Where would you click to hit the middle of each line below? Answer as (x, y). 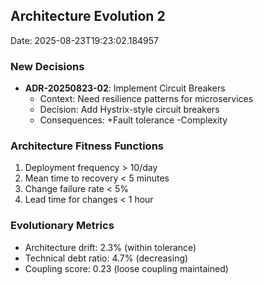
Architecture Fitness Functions (87, 146)
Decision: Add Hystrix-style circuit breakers (129, 110)
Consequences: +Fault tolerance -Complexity (133, 120)
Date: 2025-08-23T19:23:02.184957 (85, 40)
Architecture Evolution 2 (88, 16)
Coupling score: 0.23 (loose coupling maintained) (126, 268)
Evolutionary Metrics (62, 226)
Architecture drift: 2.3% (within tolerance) (110, 247)
